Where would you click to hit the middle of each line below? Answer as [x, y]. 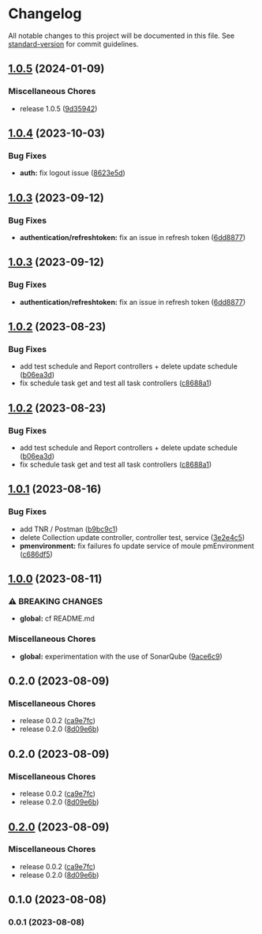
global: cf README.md [57, 619]
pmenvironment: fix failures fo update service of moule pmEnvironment [137, 546]
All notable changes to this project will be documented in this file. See [122, 36]
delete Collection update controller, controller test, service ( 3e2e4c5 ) [132, 537]
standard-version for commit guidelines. [73, 43]
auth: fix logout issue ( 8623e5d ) [73, 173]
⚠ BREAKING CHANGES [56, 602]
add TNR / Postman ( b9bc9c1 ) [69, 529]
